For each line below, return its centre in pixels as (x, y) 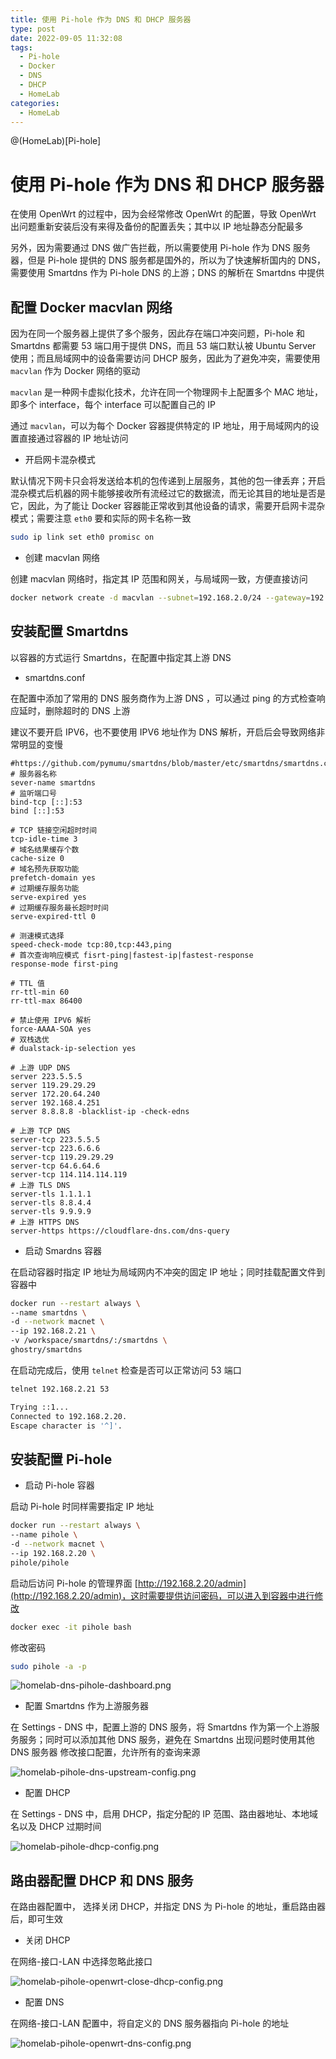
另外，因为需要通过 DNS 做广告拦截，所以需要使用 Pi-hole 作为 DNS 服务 (160, 248)
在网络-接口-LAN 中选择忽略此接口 (81, 1962)
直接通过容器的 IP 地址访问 (73, 438)
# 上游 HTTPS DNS (45, 1222)
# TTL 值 (27, 983)
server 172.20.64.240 (55, 1094)
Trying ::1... (40, 1407)
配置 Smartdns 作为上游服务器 (86, 1706)
